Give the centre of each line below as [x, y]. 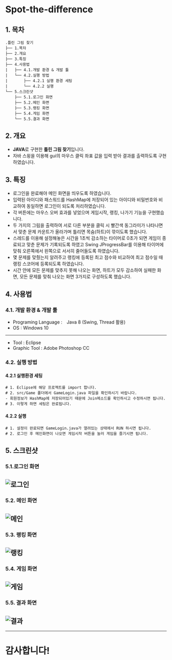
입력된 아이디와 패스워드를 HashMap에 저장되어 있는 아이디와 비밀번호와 [85, 199]
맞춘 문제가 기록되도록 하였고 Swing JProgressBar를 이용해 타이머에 [95, 244]
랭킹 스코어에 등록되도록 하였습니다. [48, 264]
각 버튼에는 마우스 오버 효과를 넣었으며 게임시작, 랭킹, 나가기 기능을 [80, 212]
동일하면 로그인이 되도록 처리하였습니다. [66, 206]
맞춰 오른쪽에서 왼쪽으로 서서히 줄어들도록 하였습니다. [66, 251]
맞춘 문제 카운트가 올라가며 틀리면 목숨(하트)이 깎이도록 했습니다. [83, 231]
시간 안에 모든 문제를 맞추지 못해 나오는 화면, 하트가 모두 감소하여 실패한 [84, 270]
